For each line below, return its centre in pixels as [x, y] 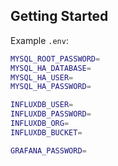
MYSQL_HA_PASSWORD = [51, 87]
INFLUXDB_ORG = [40, 124]
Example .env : [39, 40]
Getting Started [59, 16]
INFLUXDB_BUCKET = [46, 132]
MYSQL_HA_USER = [42, 77]
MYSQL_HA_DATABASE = [51, 68]
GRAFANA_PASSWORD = [48, 150]
